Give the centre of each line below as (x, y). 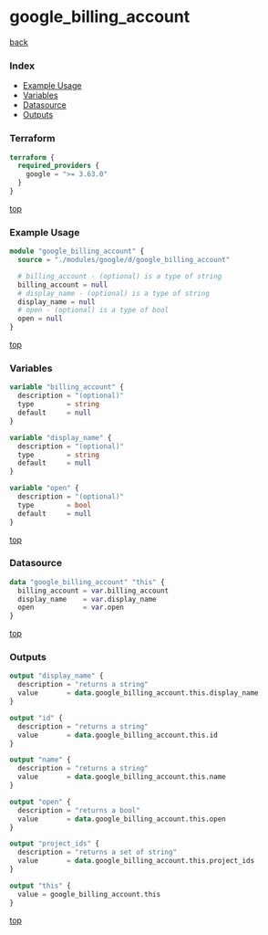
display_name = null (57, 302)
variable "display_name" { (61, 437)
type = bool (55, 505)
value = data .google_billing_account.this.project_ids (136, 861)
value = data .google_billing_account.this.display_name (138, 693)
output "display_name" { (57, 676)
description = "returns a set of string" (98, 852)
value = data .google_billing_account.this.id (118, 735)
